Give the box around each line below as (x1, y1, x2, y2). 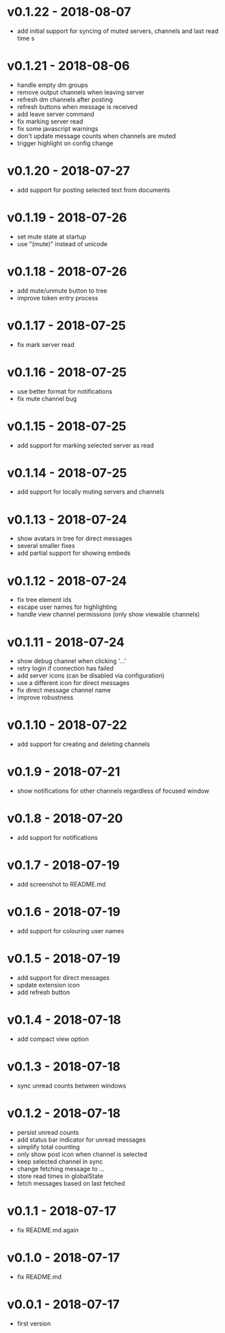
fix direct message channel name (16, 686, 111, 695)
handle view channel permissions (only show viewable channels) (16, 610, 200, 619)
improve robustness (16, 693, 74, 701)
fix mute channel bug (16, 394, 77, 403)
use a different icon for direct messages (16, 679, 130, 687)
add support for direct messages (16, 973, 110, 981)
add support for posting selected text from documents (16, 186, 170, 194)
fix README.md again (16, 1225, 79, 1234)
